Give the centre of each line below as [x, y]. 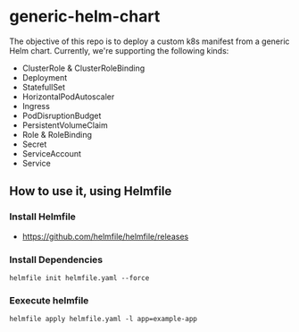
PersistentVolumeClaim [65, 125]
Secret [34, 144]
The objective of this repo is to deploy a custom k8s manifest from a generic [149, 41]
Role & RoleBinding [57, 134]
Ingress [36, 106]
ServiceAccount [52, 153]
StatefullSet [43, 87]
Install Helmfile [42, 217]
